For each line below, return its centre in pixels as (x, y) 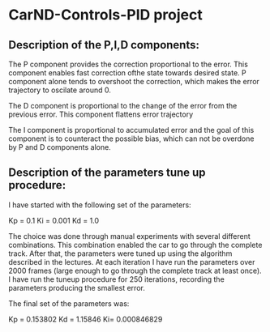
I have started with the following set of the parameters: (100, 205)
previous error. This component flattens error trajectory (101, 114)
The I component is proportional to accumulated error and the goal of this (131, 130)
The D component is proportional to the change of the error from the (123, 106)
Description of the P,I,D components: (104, 45)
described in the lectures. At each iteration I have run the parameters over (132, 262)
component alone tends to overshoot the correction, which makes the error (134, 81)
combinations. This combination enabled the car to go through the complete (135, 245)
